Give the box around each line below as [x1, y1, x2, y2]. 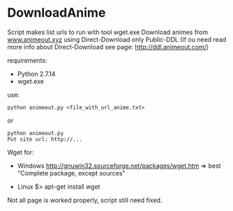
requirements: [7, 56, 47, 64]
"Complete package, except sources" [17, 169, 126, 177]
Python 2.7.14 [17, 70, 56, 78]
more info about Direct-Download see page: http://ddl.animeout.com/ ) [7, 42, 209, 51]
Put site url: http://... [7, 136, 82, 143]
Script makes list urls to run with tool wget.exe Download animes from [7, 28, 209, 36]
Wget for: [7, 148, 34, 156]
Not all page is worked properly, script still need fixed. [7, 196, 163, 204]
